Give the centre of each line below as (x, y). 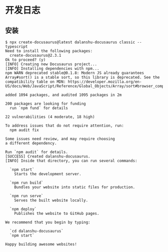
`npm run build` (26, 183)
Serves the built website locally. (51, 200)
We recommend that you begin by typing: (48, 222)
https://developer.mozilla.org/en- (105, 82)
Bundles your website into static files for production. (75, 187)
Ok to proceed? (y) (25, 60)
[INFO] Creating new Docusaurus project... (51, 64)
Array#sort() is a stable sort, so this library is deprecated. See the (82, 77)
